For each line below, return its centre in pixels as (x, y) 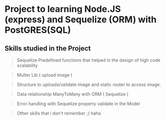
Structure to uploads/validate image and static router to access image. (89, 84)
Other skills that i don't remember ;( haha (59, 113)
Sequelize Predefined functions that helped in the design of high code (88, 60)
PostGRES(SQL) (38, 30)
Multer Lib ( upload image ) (44, 75)
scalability (27, 65)
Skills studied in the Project (48, 48)
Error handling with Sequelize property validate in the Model (78, 104)
